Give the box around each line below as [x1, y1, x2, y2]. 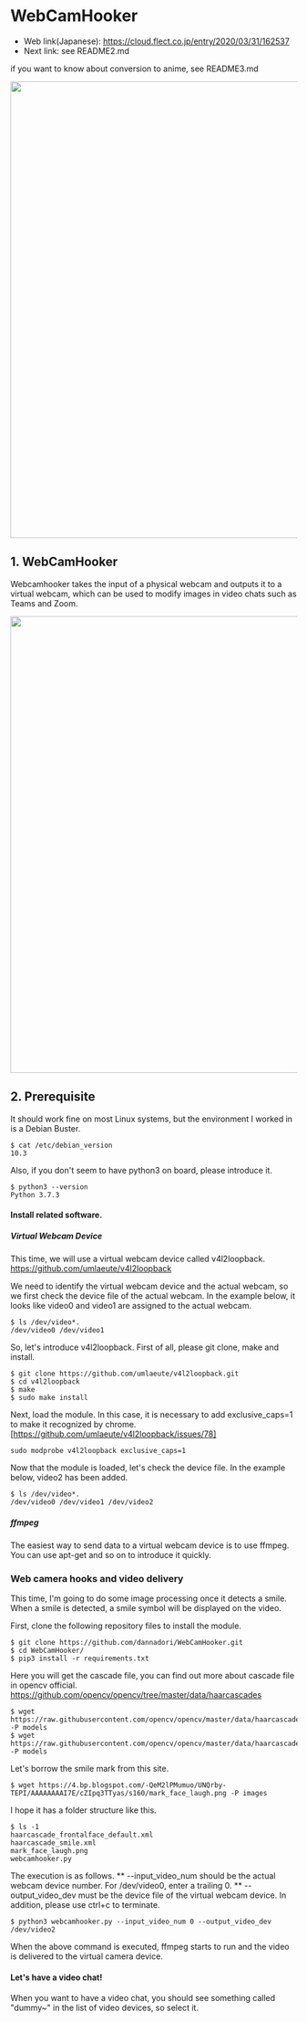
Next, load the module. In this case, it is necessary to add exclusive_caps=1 [10, 1409, 293, 1420]
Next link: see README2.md [23, 45, 130, 56]
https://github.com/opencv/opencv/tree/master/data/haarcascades [10, 1690, 262, 1701]
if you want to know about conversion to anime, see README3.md [10, 63, 259, 74]
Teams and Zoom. [10, 597, 78, 608]
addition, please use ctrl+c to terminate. [10, 1900, 160, 1911]
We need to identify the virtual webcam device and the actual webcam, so [10, 1280, 289, 1292]
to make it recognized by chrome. [10, 1419, 137, 1430]
